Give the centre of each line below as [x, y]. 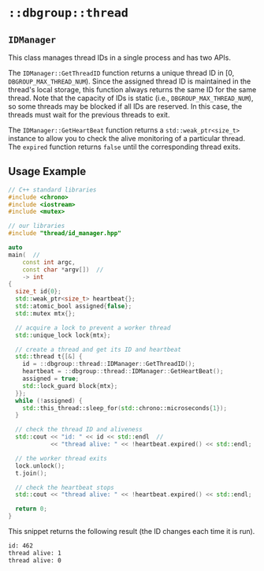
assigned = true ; [51, 379]
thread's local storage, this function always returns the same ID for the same [132, 90]
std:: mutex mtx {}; [46, 313]
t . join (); [31, 473]
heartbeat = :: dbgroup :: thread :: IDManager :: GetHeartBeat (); [123, 371]
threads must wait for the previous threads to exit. [89, 115]
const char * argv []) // [63, 270]
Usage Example [47, 172]
